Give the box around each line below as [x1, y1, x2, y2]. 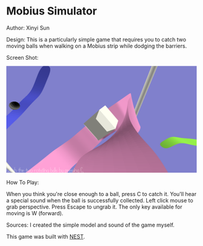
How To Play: [6, 179, 39, 186]
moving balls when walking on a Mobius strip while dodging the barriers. [6, 42, 187, 49]
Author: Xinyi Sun [6, 24, 50, 31]
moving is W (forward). [6, 210, 63, 217]
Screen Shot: [6, 54, 39, 61]
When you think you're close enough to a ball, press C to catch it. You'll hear [6, 191, 197, 198]
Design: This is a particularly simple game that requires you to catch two [6, 36, 186, 43]
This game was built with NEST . [6, 233, 85, 241]
